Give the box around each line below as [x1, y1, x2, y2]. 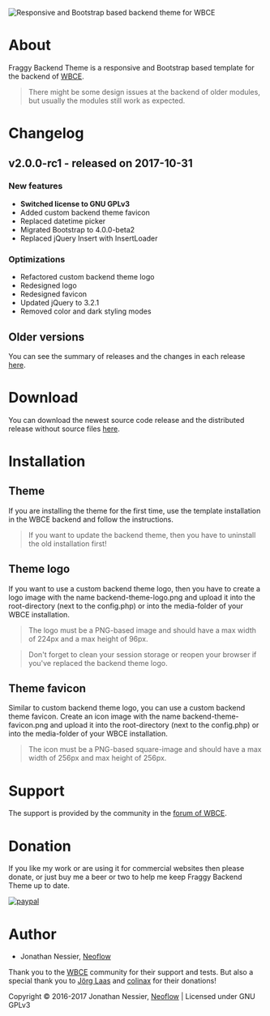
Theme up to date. [8, 881, 71, 890]
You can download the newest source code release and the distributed [8, 415, 245, 425]
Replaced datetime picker [19, 216, 106, 226]
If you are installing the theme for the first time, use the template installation [8, 506, 261, 515]
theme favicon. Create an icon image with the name [8, 711, 181, 721]
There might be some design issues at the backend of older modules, [28, 87, 261, 96]
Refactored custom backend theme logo [19, 272, 155, 282]
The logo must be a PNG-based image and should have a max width [28, 625, 257, 635]
